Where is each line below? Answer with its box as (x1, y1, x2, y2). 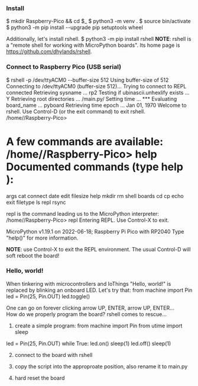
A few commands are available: (6, 135, 164, 148)
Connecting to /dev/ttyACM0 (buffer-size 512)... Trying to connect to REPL (6, 82, 187, 90)
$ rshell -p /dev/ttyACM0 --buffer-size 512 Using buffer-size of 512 (6, 76, 169, 84)
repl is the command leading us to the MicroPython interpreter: (6, 210, 160, 217)
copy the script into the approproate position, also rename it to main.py (14, 363, 188, 370)
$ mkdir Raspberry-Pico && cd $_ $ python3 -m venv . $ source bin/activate (6, 18, 191, 25)
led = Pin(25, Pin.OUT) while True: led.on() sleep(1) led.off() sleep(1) (6, 340, 171, 347)
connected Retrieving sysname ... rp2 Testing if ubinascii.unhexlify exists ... (6, 89, 190, 96)
